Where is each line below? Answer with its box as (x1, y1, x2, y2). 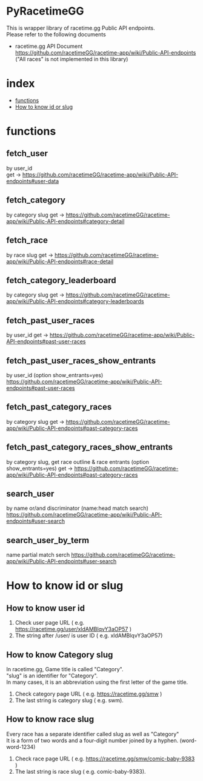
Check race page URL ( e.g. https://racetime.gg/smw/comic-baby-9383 (15, 755, 195, 762)
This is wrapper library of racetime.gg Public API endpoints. (6, 24, 156, 32)
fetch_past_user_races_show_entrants (6, 355, 156, 366)
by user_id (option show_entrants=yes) (6, 371, 104, 378)
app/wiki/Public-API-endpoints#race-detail (6, 258, 114, 265)
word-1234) (6, 743, 36, 750)
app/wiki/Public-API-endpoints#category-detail (6, 217, 125, 225)
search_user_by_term (6, 535, 90, 545)
